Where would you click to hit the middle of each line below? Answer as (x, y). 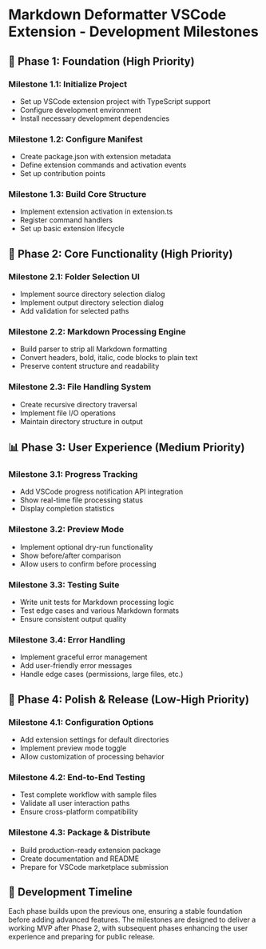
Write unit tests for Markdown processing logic (97, 603)
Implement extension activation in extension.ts (96, 212)
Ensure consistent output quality (73, 619)
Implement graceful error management (83, 657)
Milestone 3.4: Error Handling (67, 639)
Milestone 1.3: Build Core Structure (77, 194)
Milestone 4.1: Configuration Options (81, 722)
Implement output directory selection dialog (91, 302)
